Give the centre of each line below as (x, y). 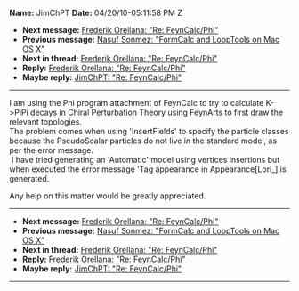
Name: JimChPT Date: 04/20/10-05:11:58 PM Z (96, 13)
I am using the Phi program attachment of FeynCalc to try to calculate (137, 103)
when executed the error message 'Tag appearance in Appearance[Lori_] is (148, 169)
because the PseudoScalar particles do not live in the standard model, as (143, 141)
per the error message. (52, 150)
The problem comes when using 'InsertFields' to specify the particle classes (149, 131)
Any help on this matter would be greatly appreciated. (108, 196)
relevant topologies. (46, 122)
